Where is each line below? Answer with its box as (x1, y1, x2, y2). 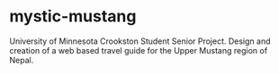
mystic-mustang (9, 6, 137, 27)
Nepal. (9, 54, 34, 65)
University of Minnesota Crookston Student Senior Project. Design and (9, 36, 272, 46)
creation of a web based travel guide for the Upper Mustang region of (9, 45, 268, 55)
